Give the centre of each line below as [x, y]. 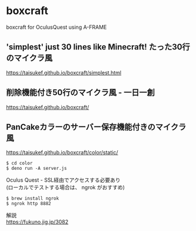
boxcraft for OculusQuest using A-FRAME [57, 27]
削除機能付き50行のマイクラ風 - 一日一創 [80, 93]
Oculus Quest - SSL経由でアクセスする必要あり [63, 180]
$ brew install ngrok [33, 199]
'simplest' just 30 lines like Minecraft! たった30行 [98, 47]
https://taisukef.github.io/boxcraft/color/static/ [62, 153]
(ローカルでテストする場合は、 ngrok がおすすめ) [66, 188]
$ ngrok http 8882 [29, 204]
